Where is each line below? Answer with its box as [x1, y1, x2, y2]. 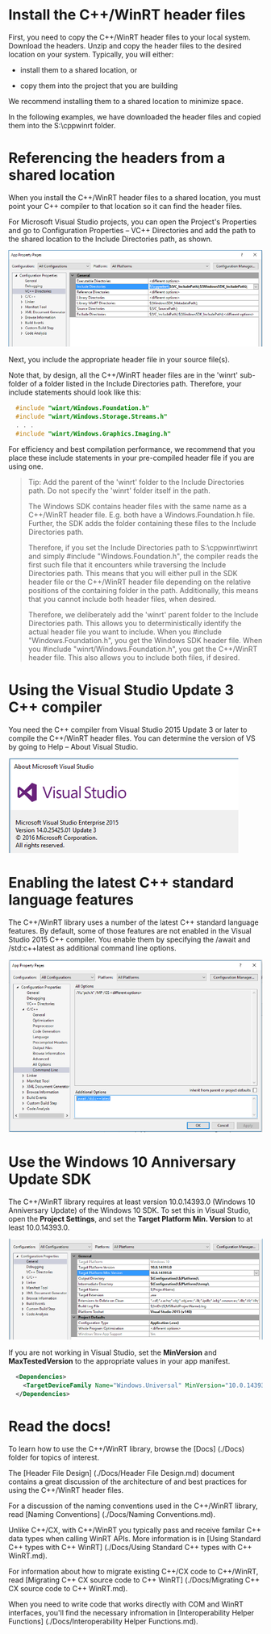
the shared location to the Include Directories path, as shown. [8, 234, 213, 244]
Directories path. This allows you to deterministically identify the [27, 618, 242, 628]
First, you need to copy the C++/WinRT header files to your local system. [8, 32, 252, 42]
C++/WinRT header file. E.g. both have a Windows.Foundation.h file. [27, 510, 256, 520]
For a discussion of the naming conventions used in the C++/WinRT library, [8, 1501, 258, 1511]
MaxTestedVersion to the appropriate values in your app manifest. [8, 1356, 231, 1366]
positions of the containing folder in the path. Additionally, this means [27, 585, 259, 595]
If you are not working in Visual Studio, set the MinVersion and [8, 1348, 218, 1357]
